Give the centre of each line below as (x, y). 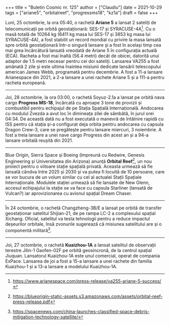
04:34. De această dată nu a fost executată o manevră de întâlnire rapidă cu (84, 119)
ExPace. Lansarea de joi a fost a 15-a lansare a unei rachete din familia (79, 261)
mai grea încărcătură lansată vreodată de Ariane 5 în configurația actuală (81, 50)
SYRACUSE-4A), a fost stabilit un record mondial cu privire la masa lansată (83, 40)
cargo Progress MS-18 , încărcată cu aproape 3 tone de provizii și (73, 102)
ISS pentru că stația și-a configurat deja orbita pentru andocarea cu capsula (84, 124)
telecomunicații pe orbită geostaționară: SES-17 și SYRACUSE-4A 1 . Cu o (80, 28)
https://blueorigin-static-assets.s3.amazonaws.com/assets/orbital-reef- (88, 296)
